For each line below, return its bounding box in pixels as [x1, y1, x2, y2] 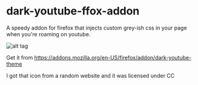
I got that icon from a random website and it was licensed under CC [6, 72, 175, 79]
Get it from [6, 54, 33, 61]
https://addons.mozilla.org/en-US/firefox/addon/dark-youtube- [34, 54, 192, 61]
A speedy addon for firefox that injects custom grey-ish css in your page [6, 24, 187, 31]
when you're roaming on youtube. [6, 30, 91, 37]
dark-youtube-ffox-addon [6, 4, 140, 18]
